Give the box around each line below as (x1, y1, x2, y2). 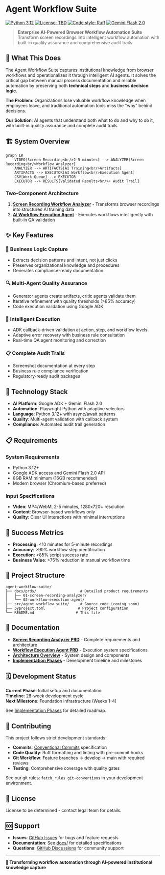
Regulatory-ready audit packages (12, 373, 80, 379)
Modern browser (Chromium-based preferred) (12, 480, 107, 486)
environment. (5, 780, 32, 786)
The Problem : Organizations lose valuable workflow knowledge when (5, 97, 146, 103)
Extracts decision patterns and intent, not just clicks (12, 257, 118, 263)
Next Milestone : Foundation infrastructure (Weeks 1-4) (5, 698, 117, 704)
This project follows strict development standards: (5, 735, 107, 741)
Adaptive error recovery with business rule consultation (12, 332, 125, 338)
